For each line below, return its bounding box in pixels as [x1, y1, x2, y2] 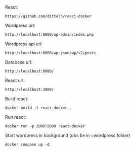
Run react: [5, 114, 26, 120]
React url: [5, 77, 25, 83]
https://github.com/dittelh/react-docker [5, 14, 92, 19]
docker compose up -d [5, 142, 50, 147]
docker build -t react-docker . [5, 105, 72, 110]
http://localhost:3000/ [5, 87, 54, 92]
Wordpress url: [5, 22, 36, 28]
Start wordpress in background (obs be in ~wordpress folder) [5, 133, 130, 138]
